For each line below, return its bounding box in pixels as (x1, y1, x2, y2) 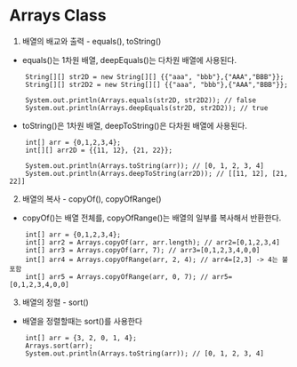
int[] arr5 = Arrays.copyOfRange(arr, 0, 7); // (25, 272, 209, 281)
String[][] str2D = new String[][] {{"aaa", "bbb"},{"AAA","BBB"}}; (25, 72, 285, 81)
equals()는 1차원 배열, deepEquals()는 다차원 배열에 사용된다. (21, 54, 237, 65)
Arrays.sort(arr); (25, 341, 93, 350)
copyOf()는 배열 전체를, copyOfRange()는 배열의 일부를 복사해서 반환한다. (21, 212, 282, 223)
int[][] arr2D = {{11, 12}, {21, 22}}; (25, 146, 173, 155)
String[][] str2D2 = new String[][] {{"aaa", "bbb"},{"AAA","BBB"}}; (25, 80, 289, 89)
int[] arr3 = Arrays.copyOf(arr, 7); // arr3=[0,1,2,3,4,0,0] (25, 245, 261, 254)
